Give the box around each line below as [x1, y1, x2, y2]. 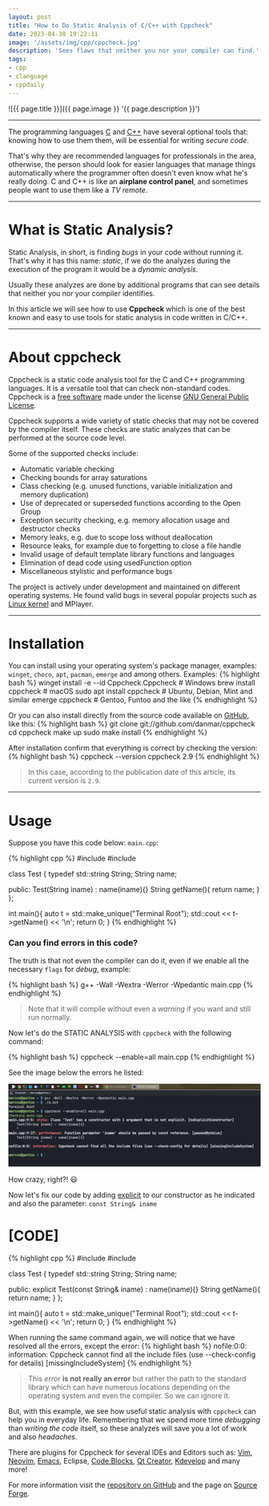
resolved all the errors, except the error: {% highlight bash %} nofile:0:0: [8, 1341, 247, 1350]
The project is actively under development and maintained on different [8, 582, 240, 592]
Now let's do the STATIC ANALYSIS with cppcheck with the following [8, 1028, 232, 1037]
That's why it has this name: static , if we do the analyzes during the [8, 255, 231, 265]
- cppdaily [8, 80, 45, 88]
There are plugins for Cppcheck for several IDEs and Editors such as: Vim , [8, 1447, 253, 1457]
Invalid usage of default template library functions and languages [19, 549, 235, 559]
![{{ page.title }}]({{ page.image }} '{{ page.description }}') [8, 104, 200, 113]
